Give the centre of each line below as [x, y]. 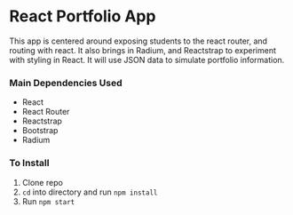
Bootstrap [40, 131]
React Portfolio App [83, 16]
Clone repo [43, 182]
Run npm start [48, 201]
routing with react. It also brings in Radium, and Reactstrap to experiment [143, 50]
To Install [29, 163]
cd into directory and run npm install [90, 192]
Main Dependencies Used [66, 83]
